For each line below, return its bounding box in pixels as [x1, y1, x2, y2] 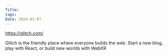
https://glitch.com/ [5, 30, 44, 36]
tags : [5, 12, 17, 17]
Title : [5, 7, 19, 12]
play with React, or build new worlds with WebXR [5, 45, 106, 51]
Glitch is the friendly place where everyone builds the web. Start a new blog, [5, 40, 163, 46]
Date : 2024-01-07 [5, 16, 42, 21]
